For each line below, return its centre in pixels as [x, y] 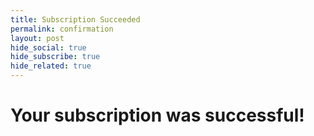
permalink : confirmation [62, 29]
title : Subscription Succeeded [75, 19]
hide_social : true [48, 47]
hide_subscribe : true [55, 57]
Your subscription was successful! [157, 115]
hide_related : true [51, 66]
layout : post [37, 38]
